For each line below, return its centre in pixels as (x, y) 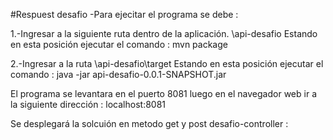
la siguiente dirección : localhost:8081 (88, 104)
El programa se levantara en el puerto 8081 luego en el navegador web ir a (163, 93)
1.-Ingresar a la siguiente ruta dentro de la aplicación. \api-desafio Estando (164, 33)
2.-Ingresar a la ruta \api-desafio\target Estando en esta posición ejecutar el (167, 63)
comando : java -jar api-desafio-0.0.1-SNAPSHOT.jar (118, 74)
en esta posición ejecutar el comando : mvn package (119, 44)
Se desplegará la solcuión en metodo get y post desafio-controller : (149, 123)
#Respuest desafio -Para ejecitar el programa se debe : (124, 14)
